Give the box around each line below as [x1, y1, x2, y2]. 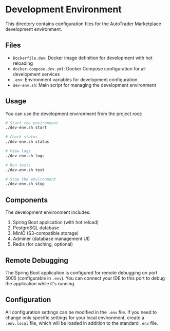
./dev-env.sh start [5, 125, 47, 131]
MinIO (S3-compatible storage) [12, 230, 79, 236]
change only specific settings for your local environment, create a [5, 315, 145, 321]
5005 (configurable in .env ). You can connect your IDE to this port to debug [5, 275, 165, 281]
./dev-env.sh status [5, 139, 50, 144]
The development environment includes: [5, 209, 91, 215]
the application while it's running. [5, 280, 75, 286]
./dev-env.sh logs [5, 153, 45, 158]
